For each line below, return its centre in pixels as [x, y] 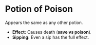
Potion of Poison [39, 9]
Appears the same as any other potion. [44, 22]
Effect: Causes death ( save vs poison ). [52, 32]
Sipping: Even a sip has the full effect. [50, 37]
